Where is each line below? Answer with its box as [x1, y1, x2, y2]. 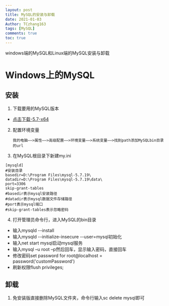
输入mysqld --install [12, 227, 54, 233]
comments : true [5, 31, 37, 36]
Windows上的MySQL [5, 70, 95, 81]
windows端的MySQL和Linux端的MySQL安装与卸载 [5, 50, 110, 56]
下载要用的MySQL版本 [12, 105, 59, 111]
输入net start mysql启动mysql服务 [12, 240, 83, 246]
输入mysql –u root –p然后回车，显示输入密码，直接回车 [12, 246, 127, 252]
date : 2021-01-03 [5, 17, 42, 22]
